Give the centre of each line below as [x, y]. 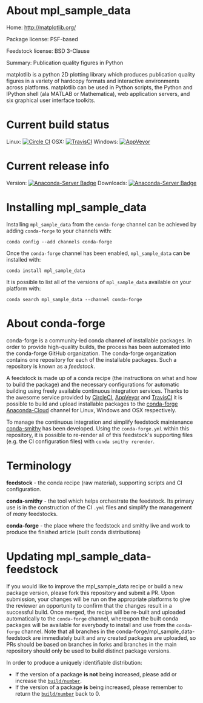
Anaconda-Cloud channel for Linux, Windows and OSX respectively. [92, 410]
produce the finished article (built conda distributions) [74, 532]
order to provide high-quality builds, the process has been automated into [98, 347]
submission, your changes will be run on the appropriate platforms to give [98, 599]
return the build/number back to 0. [58, 693]
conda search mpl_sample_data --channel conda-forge [74, 299]
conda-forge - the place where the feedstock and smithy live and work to [98, 525]
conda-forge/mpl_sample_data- [155, 631]
